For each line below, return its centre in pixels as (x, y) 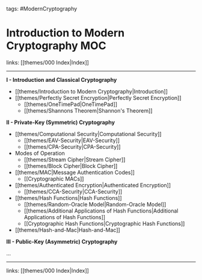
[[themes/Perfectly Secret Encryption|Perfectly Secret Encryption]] (98, 98)
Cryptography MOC (56, 46)
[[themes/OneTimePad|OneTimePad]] (71, 104)
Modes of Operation (40, 153)
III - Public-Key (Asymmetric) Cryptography (62, 241)
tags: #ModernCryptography (42, 9)
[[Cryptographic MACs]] (54, 179)
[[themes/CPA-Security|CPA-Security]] (72, 146)
